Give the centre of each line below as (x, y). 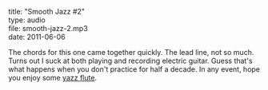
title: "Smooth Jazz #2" (47, 12)
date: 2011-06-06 (37, 37)
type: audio (27, 20)
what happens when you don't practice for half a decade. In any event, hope (134, 69)
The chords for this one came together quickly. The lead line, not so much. (131, 52)
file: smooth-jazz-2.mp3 (48, 28)
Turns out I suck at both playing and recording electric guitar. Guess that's (131, 61)
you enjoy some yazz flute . (53, 78)
